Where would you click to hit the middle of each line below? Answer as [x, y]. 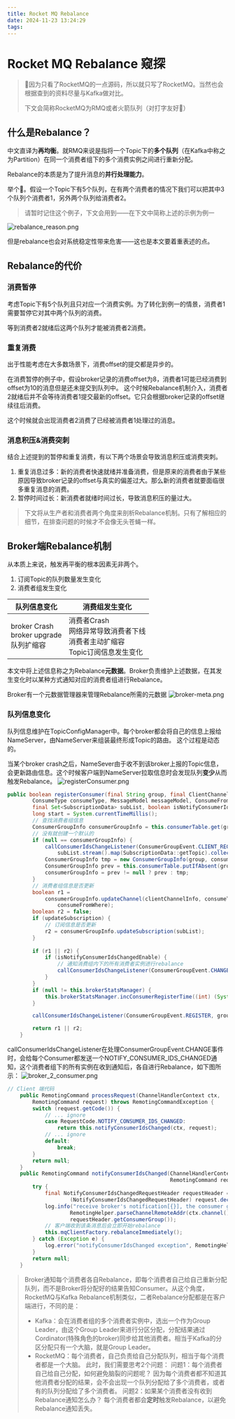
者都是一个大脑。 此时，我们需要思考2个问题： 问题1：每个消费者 [128, 1364]
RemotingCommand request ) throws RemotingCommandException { [123, 1102]
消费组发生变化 [107, 607]
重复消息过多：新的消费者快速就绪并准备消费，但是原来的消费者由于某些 [121, 472]
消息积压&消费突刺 [38, 441]
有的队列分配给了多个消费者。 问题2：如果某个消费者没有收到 [123, 1391]
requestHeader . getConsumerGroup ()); [123, 1219]
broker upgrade [36, 635]
